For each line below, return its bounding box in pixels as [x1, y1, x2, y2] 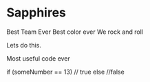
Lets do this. [6, 41, 42, 49]
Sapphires [6, 5, 66, 21]
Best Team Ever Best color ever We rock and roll [6, 28, 144, 36]
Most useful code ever [6, 54, 70, 63]
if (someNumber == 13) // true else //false [6, 68, 125, 76]
